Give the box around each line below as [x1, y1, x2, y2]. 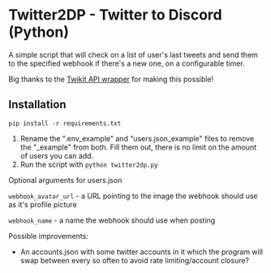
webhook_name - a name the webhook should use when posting [8, 215, 216, 225]
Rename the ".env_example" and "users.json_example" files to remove [19, 133, 255, 143]
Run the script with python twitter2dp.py [19, 159, 158, 169]
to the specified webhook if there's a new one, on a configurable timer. [8, 58, 245, 68]
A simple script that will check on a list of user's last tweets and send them [8, 50, 258, 59]
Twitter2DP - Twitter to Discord [8, 6, 222, 24]
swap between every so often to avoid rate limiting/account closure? [19, 255, 250, 265]
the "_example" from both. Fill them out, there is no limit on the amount [19, 142, 257, 152]
